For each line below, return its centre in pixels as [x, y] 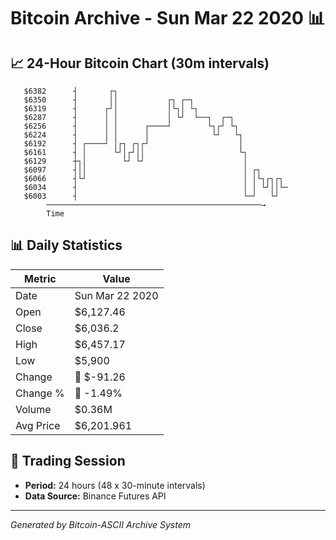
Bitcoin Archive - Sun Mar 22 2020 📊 [168, 18]
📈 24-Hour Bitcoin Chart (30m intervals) [140, 63]
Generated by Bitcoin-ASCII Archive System [100, 524]
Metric [40, 278]
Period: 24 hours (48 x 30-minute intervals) [115, 485]
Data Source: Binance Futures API [95, 496]
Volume [33, 409]
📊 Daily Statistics [66, 245]
